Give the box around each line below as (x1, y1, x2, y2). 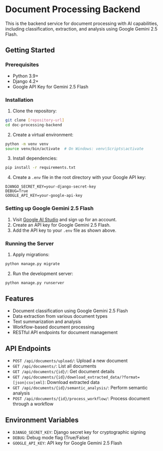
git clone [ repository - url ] (5, 117, 65, 123)
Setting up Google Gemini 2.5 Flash (5, 205, 94, 212)
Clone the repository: (12, 108, 57, 114)
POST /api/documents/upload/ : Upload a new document (12, 357, 128, 364)
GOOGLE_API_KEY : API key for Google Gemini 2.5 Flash (12, 440, 123, 446)
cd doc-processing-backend (5, 122, 62, 128)
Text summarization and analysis (12, 319, 81, 325)
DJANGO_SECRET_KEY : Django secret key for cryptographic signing (12, 429, 146, 435)
